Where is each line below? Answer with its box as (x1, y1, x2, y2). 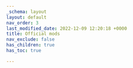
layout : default (6, 14, 47, 20)
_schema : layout (6, 8, 47, 15)
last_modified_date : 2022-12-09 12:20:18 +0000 (6, 25, 128, 32)
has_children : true (6, 42, 55, 48)
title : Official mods (6, 31, 61, 37)
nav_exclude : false (6, 36, 55, 42)
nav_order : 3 (6, 20, 39, 26)
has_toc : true (6, 48, 42, 54)
